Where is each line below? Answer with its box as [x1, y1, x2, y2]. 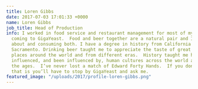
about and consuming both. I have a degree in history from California [11, 42, 192, 47]
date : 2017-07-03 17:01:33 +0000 [6, 14, 88, 20]
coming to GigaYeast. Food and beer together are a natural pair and [11, 36, 189, 42]
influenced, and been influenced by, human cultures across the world [11, 57, 189, 63]
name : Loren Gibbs [6, 19, 51, 25]
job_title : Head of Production [6, 25, 83, 31]
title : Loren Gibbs [6, 8, 54, 15]
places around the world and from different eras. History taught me [11, 52, 189, 58]
